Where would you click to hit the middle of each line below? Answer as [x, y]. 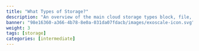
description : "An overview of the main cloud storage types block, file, [99, 17]
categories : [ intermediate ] [41, 39]
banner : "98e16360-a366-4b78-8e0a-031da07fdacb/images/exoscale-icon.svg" [100, 22]
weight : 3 [18, 28]
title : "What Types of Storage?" [47, 11]
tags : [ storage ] [26, 33]
